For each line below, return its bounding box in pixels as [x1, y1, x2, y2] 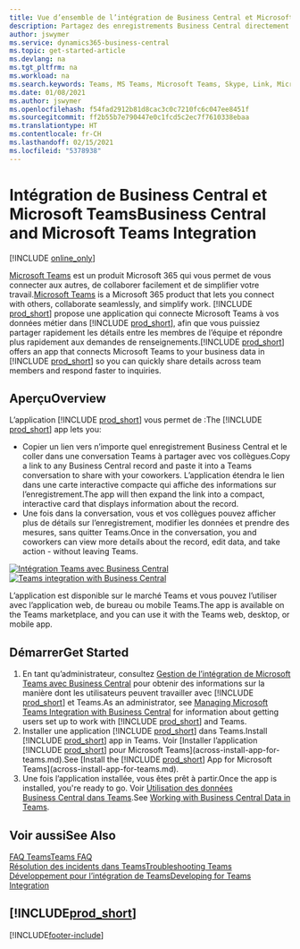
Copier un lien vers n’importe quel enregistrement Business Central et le [21, 441, 287, 452]
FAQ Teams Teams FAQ [9, 851, 93, 862]
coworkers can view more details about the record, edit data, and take [21, 536, 281, 547]
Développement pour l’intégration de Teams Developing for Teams [9, 870, 252, 881]
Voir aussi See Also [9, 827, 116, 842]
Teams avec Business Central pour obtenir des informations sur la [21, 678, 265, 689]
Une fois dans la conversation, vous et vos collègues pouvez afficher [21, 508, 277, 519]
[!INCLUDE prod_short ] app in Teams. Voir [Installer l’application [21, 735, 258, 746]
